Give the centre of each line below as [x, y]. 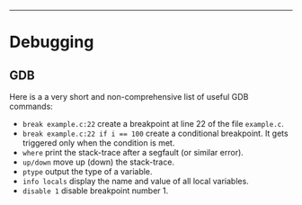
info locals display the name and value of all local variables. [135, 181]
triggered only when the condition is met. [98, 143]
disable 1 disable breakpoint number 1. [95, 191]
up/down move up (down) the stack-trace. [98, 162]
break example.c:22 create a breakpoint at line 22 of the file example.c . [153, 124]
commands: [31, 106]
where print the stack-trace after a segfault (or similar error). [133, 152]
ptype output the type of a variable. [87, 171]
